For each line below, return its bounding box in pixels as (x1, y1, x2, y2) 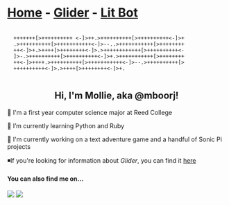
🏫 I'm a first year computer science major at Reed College (7, 108, 172, 116)
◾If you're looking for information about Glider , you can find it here (7, 156, 196, 164)
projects (7, 142, 31, 150)
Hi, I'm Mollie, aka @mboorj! (54, 90, 179, 102)
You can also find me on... (7, 175, 84, 183)
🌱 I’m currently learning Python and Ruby (7, 121, 125, 130)
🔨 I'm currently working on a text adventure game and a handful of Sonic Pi (7, 135, 222, 143)
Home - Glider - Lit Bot (7, 5, 139, 21)
